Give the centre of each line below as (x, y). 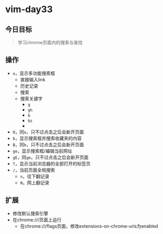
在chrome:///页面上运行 (37, 220)
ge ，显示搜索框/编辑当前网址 (42, 151)
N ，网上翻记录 (35, 182)
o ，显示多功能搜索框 (34, 73)
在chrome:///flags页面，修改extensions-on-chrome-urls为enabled (89, 226)
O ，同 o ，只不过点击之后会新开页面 (48, 132)
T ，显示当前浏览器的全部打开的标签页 (51, 163)
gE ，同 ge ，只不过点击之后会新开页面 (50, 157)
